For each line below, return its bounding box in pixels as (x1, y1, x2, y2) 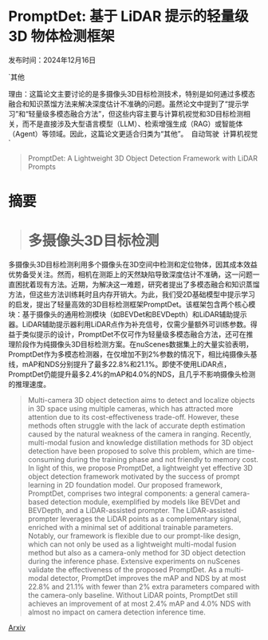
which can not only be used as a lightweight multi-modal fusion (27, 539, 237, 549)
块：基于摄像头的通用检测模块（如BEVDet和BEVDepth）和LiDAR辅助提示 (8, 310, 247, 319)
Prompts (27, 161, 56, 172)
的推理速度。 (8, 380, 50, 389)
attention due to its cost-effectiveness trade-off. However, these (27, 413, 239, 422)
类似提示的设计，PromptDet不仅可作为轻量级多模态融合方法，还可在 (22, 330, 246, 339)
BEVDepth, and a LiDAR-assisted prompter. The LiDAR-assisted (27, 506, 237, 516)
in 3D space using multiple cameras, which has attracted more (27, 404, 234, 413)
